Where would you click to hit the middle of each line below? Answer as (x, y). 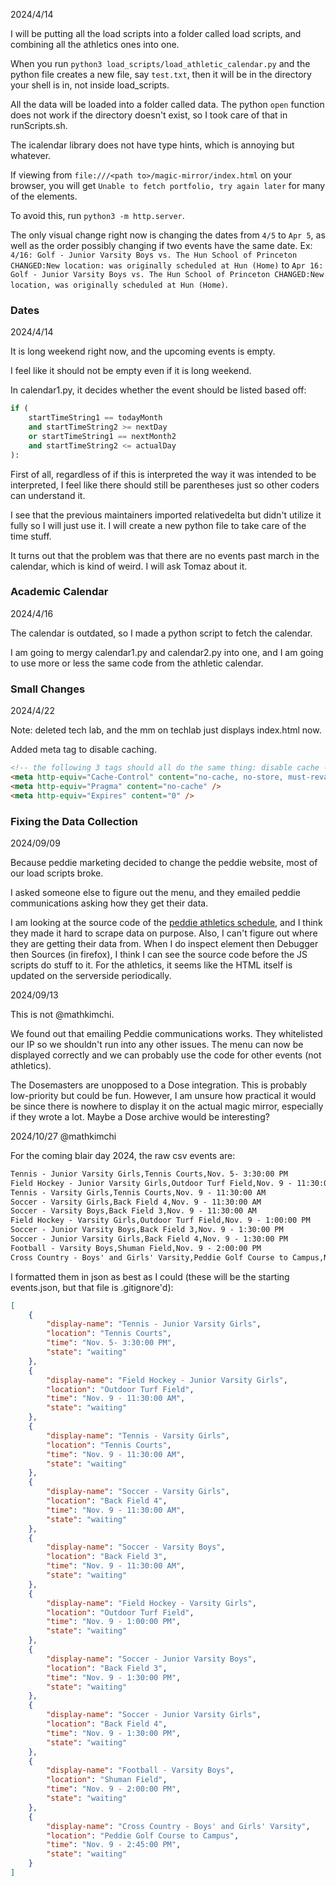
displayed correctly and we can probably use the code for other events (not (166, 1055)
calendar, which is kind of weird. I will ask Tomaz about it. (129, 566)
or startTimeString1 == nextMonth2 (102, 436)
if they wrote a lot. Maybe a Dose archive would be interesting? (140, 1116)
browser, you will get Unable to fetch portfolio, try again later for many (168, 185)
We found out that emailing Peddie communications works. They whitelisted (166, 1033)
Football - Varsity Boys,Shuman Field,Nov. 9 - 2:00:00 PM (136, 1248)
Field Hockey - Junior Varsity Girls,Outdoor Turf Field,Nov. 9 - (151, 1183)
